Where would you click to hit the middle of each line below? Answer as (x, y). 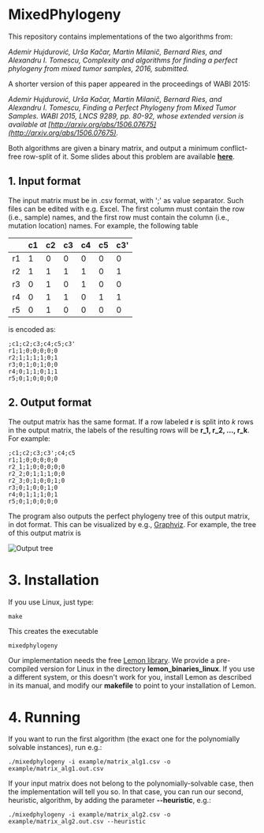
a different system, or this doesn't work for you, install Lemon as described (130, 677)
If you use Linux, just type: (51, 601)
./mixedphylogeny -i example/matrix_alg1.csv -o (89, 762)
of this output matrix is (45, 533)
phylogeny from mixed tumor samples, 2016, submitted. (99, 68)
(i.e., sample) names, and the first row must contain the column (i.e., (119, 217)
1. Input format (45, 181)
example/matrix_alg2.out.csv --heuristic (77, 822)
